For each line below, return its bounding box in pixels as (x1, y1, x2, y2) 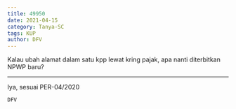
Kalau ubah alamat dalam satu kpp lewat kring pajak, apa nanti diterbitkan (7, 55, 221, 64)
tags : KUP (7, 29, 37, 37)
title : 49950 (7, 10, 46, 17)
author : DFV (7, 36, 42, 43)
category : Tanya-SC (7, 23, 65, 30)
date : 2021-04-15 (7, 17, 58, 24)
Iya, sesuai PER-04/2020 (7, 83, 80, 92)
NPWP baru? (7, 63, 44, 71)
